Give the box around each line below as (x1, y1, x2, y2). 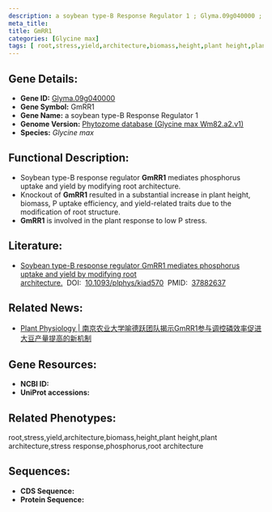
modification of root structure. (19, 207, 121, 217)
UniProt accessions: (19, 387, 91, 397)
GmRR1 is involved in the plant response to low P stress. (19, 215, 208, 225)
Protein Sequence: (19, 494, 85, 504)
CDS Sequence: (19, 486, 75, 496)
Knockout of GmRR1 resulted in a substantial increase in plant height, (19, 189, 251, 199)
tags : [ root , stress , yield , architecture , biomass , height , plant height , (8, 42, 252, 50)
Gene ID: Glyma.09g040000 (19, 93, 116, 103)
